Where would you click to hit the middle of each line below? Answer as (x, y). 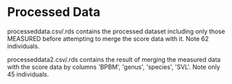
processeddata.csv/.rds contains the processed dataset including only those (116, 31)
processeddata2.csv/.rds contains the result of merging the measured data (114, 59)
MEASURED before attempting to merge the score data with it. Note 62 (108, 38)
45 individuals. (28, 74)
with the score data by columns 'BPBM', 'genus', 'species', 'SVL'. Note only (114, 67)
